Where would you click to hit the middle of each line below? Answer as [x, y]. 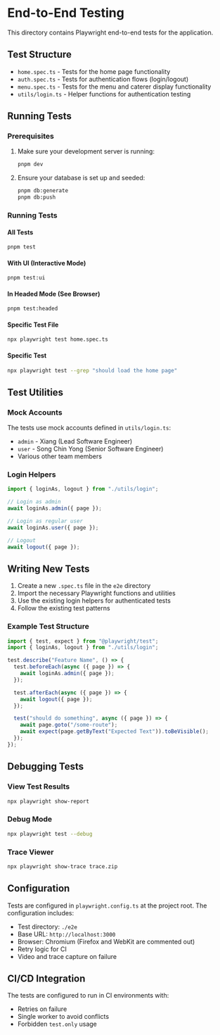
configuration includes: [41, 912]
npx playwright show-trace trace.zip [63, 866]
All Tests [20, 232]
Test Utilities [35, 392]
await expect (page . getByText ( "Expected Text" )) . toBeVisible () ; [115, 732]
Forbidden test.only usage [57, 1024]
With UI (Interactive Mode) [47, 263]
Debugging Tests [46, 766]
